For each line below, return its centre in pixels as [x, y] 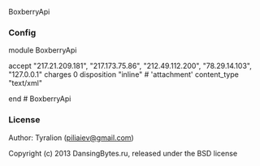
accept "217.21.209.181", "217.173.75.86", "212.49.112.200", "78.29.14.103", [130, 66]
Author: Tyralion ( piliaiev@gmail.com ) [71, 138]
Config [22, 32]
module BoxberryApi [43, 50]
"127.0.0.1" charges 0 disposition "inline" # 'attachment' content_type [124, 74]
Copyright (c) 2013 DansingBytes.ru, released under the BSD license [123, 153]
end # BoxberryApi [40, 99]
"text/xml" [26, 83]
